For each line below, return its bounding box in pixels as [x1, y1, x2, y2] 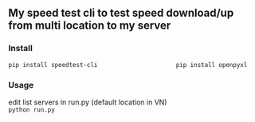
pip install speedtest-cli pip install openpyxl [8, 61, 248, 69]
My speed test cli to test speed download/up [8, 6, 234, 20]
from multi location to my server [8, 19, 171, 33]
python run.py [8, 105, 56, 114]
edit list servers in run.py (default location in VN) [8, 97, 167, 107]
